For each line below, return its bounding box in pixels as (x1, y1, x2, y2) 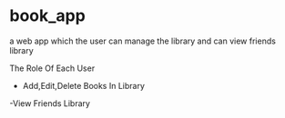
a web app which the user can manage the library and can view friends (9, 35, 276, 46)
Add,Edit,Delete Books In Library (22, 80, 146, 91)
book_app (9, 5, 87, 26)
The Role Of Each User (9, 63, 96, 74)
